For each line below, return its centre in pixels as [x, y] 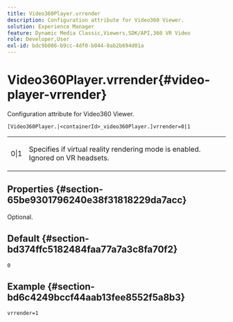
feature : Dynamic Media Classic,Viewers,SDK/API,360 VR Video [99, 33]
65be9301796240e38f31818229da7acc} [97, 200]
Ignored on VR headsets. [69, 158]
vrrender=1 [23, 313]
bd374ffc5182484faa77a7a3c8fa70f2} [93, 250]
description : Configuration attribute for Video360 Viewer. [96, 20]
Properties [31, 189]
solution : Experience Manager [51, 26]
